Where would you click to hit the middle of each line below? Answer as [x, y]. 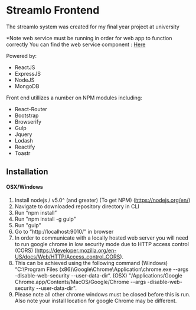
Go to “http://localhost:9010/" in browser [64, 231]
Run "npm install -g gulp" [45, 219]
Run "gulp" [28, 225]
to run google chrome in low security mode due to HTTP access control [102, 244]
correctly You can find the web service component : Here [76, 44]
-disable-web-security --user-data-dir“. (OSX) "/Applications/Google [99, 275]
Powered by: [22, 56]
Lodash [24, 140]
